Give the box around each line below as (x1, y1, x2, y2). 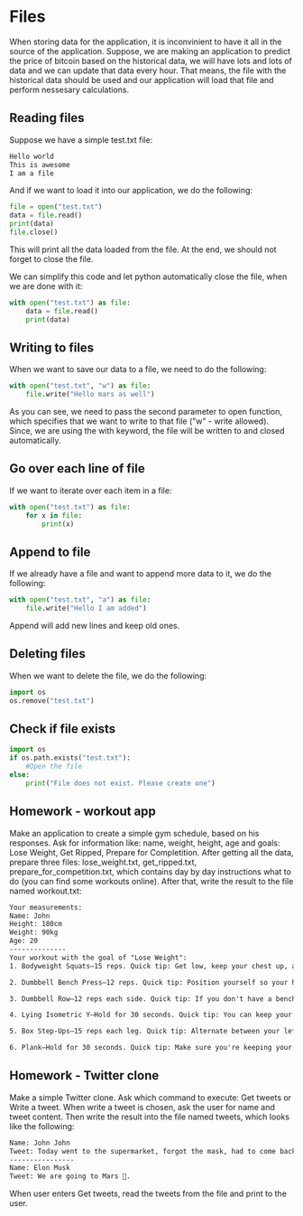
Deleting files (9, 646, 86, 661)
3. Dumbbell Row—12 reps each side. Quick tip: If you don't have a (9, 994, 272, 1004)
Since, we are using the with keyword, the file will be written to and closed (9, 426, 286, 436)
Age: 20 (9, 937, 39, 946)
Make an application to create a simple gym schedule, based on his (9, 828, 260, 838)
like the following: (9, 1120, 75, 1131)
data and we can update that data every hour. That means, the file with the (9, 65, 287, 76)
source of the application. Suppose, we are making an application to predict (9, 45, 291, 56)
